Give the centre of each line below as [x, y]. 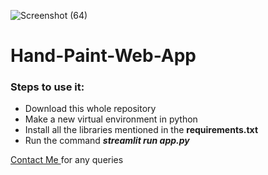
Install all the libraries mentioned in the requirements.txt [141, 130]
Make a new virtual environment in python [111, 119]
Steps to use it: [47, 87]
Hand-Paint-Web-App [103, 56]
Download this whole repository [90, 109]
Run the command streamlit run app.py [107, 141]
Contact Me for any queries [67, 160]
